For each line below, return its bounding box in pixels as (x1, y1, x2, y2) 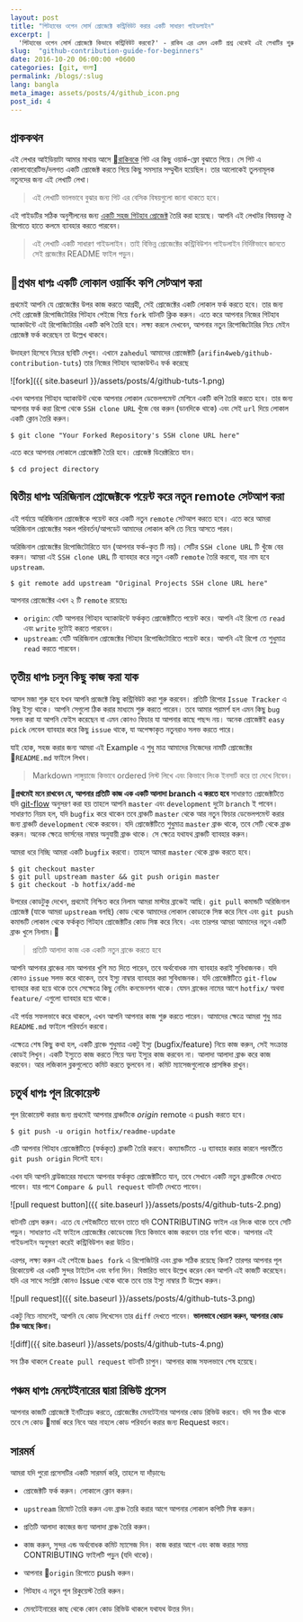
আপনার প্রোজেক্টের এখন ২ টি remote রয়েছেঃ (10, 595, 128, 605)
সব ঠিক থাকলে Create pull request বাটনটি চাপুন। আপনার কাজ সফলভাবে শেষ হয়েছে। (10, 1356, 259, 1367)
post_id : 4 (10, 96, 51, 106)
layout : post (10, 13, 59, 22)
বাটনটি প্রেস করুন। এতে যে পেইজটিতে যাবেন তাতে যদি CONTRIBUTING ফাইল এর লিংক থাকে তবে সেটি (10, 1216, 291, 1228)
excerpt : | (10, 30, 51, 39)
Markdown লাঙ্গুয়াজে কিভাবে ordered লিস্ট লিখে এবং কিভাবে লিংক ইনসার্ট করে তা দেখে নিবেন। (31, 770, 293, 781)
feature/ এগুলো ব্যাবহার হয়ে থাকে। (10, 992, 112, 1003)
